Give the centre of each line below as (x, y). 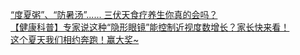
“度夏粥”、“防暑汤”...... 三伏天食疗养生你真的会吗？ (114, 14)
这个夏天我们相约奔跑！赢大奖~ (75, 39)
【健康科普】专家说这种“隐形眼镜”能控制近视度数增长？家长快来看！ (150, 27)
